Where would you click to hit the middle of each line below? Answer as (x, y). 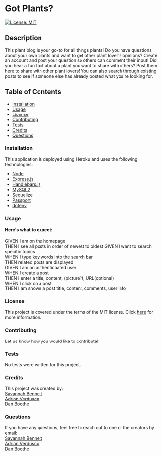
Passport (21, 200)
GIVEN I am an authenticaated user (41, 267)
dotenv (20, 205)
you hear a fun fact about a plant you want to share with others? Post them (81, 65)
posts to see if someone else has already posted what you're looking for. (79, 76)
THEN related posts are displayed (39, 262)
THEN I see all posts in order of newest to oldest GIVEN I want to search (78, 246)
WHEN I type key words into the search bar (49, 257)
